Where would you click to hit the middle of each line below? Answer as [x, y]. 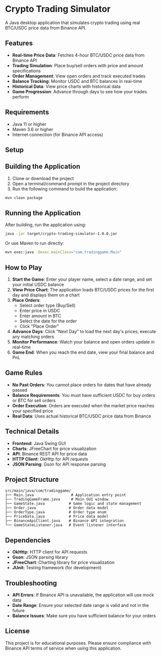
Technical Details [32, 432]
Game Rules [24, 373]
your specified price [32, 411]
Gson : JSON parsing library [40, 557]
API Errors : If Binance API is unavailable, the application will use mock [83, 595]
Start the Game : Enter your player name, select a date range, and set [82, 279]
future [18, 611]
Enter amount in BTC [40, 316]
